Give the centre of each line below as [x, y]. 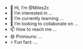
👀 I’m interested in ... [31, 13]
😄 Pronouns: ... [26, 36]
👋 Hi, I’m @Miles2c [29, 8]
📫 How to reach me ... [33, 29]
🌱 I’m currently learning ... [37, 18]
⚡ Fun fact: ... [24, 42]
